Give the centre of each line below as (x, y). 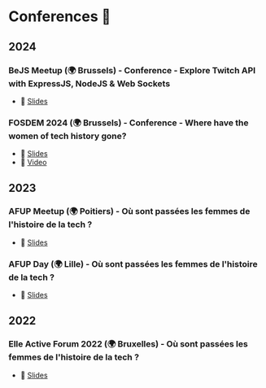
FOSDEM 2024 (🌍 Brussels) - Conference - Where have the (129, 123)
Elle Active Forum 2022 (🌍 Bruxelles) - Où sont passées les (128, 344)
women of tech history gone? (68, 136)
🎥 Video (33, 163)
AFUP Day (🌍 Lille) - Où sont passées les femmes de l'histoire (133, 264)
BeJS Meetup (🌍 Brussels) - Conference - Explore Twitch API (132, 70)
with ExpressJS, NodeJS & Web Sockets (89, 83)
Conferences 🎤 (60, 17)
